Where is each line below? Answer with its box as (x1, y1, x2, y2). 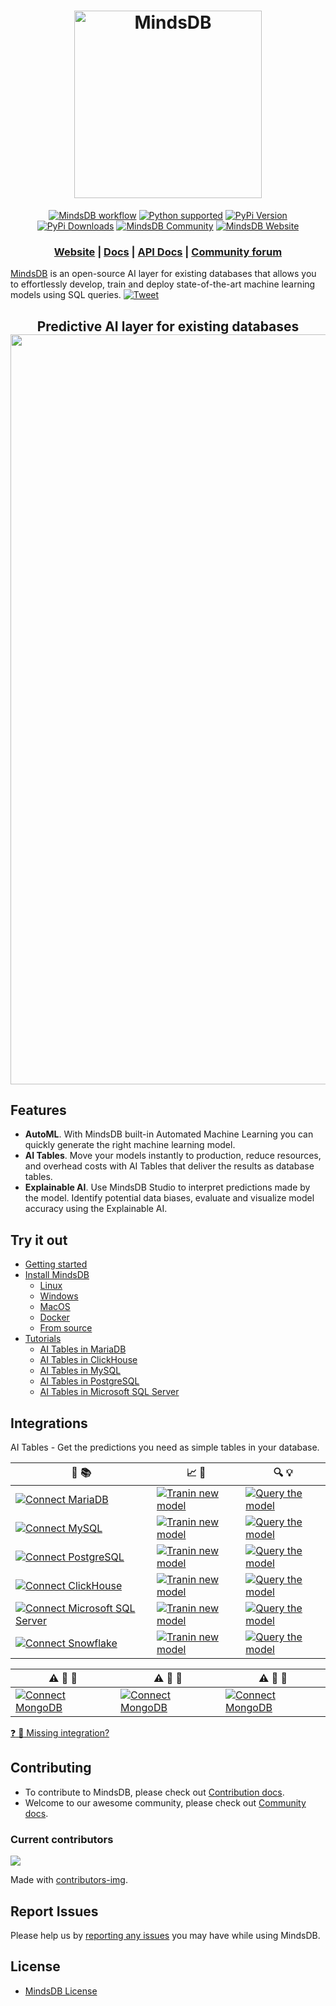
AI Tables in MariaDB (39, 1343, 127, 1355)
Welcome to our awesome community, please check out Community (24, 1796, 307, 1809)
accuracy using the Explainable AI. (24, 1203, 168, 1215)
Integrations (10, 1415, 88, 1432)
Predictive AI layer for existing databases (36, 318, 300, 335)
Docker (39, 1311, 70, 1324)
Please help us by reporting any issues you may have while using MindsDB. (10, 1929, 321, 1941)
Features (10, 1102, 67, 1119)
